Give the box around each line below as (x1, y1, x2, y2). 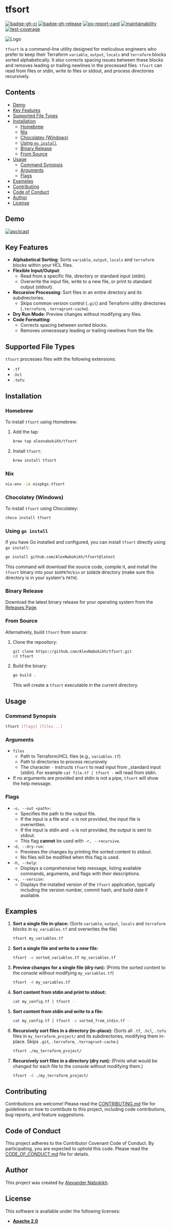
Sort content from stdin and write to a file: (12, 1008, 104, 1014)
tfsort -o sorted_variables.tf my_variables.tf (12, 955, 116, 960)
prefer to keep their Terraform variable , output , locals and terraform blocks (5, 51, 166, 57)
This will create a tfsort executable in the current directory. (12, 682, 139, 688)
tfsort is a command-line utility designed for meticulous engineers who (5, 46, 157, 52)
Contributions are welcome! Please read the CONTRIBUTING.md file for (5, 1101, 156, 1107)
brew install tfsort (12, 458, 57, 463)
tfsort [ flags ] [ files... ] (5, 724, 63, 729)
